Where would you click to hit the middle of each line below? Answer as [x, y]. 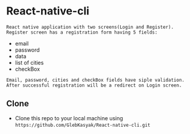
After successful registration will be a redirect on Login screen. [94, 85]
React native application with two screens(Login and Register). [90, 27]
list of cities [29, 62]
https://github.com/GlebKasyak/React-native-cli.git [83, 125]
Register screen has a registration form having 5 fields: [82, 32]
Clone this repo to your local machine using [69, 118]
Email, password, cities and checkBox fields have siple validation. [96, 80]
